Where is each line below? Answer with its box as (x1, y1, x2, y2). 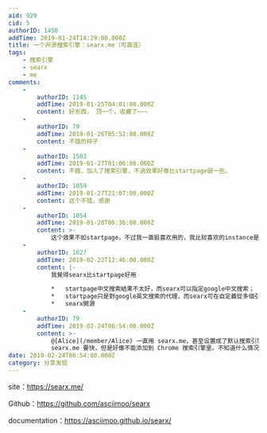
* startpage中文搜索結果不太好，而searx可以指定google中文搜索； (50, 285, 255, 293)
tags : (8, 49, 26, 57)
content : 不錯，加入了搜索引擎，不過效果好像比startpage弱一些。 (37, 167, 231, 175)
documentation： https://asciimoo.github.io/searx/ (8, 415, 172, 425)
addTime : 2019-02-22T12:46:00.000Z (37, 256, 155, 263)
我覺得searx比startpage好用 (50, 271, 137, 279)
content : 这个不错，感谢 (37, 197, 110, 205)
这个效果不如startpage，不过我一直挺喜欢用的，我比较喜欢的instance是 (50, 234, 260, 242)
